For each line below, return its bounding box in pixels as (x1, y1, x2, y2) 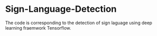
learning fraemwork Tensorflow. (5, 25, 71, 31)
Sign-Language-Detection (5, 3, 117, 15)
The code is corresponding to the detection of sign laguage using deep (5, 20, 152, 26)
